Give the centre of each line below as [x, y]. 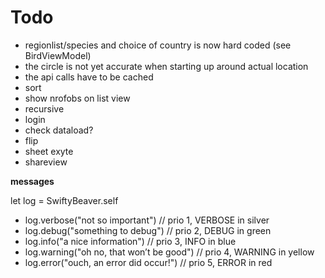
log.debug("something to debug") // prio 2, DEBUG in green [148, 230]
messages [32, 181]
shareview [46, 162]
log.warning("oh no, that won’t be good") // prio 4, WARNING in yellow [169, 252]
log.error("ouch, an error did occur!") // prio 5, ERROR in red [148, 262]
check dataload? [59, 130]
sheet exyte [49, 151]
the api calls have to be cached [89, 77]
